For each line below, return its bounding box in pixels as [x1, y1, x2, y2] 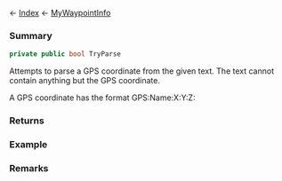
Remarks [9, 161, 49, 174]
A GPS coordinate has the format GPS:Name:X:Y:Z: [9, 92, 196, 103]
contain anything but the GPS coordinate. [9, 75, 161, 86]
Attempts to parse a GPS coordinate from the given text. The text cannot [9, 66, 274, 76]
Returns [9, 114, 44, 127]
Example [9, 138, 48, 151]
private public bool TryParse [9, 50, 122, 59]
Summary [9, 29, 53, 42]
